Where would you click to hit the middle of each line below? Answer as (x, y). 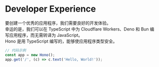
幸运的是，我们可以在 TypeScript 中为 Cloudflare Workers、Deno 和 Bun (77, 29)
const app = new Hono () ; (30, 55)
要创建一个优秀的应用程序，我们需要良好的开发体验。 (58, 23)
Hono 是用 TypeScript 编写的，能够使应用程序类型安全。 (61, 41)
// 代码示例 (16, 50)
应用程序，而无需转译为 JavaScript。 (46, 35)
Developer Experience (51, 9)
